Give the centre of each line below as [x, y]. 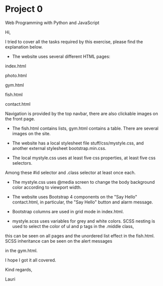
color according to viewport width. [47, 187]
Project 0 [24, 9]
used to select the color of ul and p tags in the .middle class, [73, 226]
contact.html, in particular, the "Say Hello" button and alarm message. [82, 202]
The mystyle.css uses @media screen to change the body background [83, 182]
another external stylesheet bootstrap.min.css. [59, 148]
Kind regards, [19, 269]
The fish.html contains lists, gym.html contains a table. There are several [85, 128]
